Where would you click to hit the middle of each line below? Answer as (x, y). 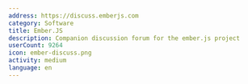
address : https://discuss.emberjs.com (74, 16)
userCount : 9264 (36, 46)
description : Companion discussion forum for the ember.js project (124, 38)
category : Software (41, 23)
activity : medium (38, 61)
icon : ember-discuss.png (50, 53)
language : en (30, 68)
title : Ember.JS (36, 30)
